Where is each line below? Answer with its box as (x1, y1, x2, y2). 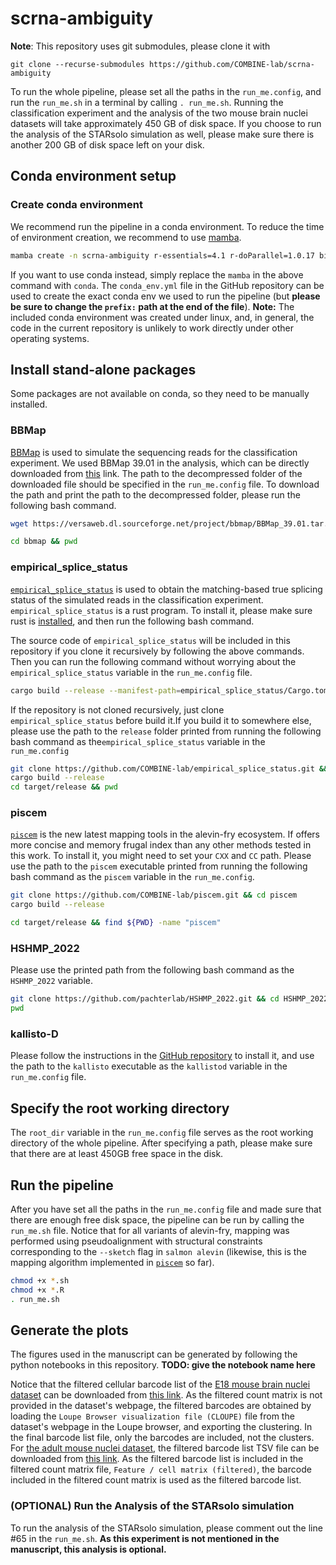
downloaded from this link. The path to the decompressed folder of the (10, 467, 303, 479)
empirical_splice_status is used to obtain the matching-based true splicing (10, 583, 323, 595)
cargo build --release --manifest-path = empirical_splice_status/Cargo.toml (10, 685, 333, 696)
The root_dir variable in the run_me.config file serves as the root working (10, 1127, 314, 1139)
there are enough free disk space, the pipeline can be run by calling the (10, 1214, 305, 1226)
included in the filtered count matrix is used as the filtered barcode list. (10, 1474, 302, 1486)
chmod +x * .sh (10, 1276, 70, 1286)
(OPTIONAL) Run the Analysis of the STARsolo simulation (10, 1499, 295, 1513)
